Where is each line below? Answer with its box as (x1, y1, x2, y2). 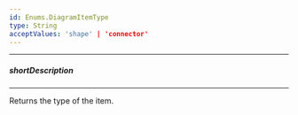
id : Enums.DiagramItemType (9, 12, 109, 22)
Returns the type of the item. (9, 96, 114, 106)
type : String (9, 21, 58, 30)
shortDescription (9, 65, 74, 75)
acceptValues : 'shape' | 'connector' (9, 29, 149, 38)
